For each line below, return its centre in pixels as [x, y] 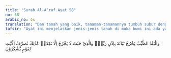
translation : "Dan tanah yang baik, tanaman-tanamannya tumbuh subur [81, 24]
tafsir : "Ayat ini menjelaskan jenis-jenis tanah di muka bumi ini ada [83, 29]
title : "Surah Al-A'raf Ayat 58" [41, 10]
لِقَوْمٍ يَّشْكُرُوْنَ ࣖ [19, 49]
